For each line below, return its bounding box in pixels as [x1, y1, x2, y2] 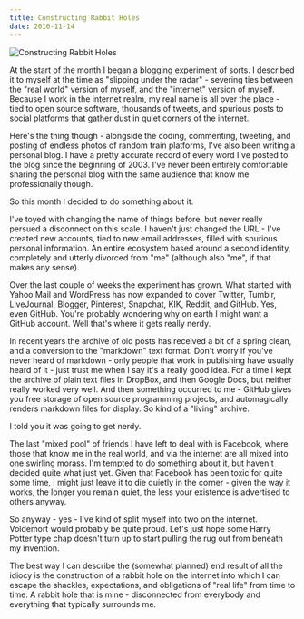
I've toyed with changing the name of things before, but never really [9, 213, 263, 224]
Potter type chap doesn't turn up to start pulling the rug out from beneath [9, 533, 284, 544]
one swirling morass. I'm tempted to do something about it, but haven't [9, 457, 274, 468]
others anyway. [9, 496, 67, 506]
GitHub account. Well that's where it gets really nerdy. [9, 318, 211, 329]
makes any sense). [9, 261, 80, 272]
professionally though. [9, 178, 93, 189]
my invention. [9, 542, 61, 554]
